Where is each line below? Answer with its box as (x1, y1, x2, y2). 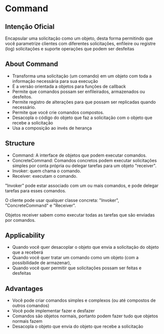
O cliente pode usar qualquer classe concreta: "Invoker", (5, 197, 119, 203)
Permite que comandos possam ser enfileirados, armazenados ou (12, 89, 145, 95)
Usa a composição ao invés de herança (12, 125, 92, 131)
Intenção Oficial (5, 23, 55, 31)
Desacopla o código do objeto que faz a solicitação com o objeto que (12, 115, 153, 120)
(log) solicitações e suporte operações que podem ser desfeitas (5, 46, 135, 51)
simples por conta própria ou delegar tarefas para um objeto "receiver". (12, 163, 157, 168)
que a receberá (12, 249, 43, 255)
